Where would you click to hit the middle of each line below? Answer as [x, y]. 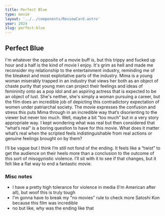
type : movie [17, 14]
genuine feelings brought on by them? [44, 138]
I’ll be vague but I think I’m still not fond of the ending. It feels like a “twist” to [83, 148]
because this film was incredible [45, 203]
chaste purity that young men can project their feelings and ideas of [74, 86]
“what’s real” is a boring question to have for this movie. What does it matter [82, 128]
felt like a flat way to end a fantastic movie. [49, 164]
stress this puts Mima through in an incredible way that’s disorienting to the [81, 112]
